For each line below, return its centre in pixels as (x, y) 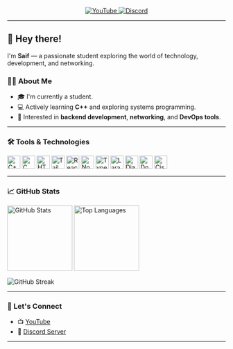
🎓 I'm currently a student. (55, 96)
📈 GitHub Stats (34, 191)
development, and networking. (51, 63)
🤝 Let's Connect (35, 306)
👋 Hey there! (35, 39)
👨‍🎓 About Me (29, 81)
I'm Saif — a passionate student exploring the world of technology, (103, 56)
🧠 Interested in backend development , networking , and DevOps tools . (119, 117)
